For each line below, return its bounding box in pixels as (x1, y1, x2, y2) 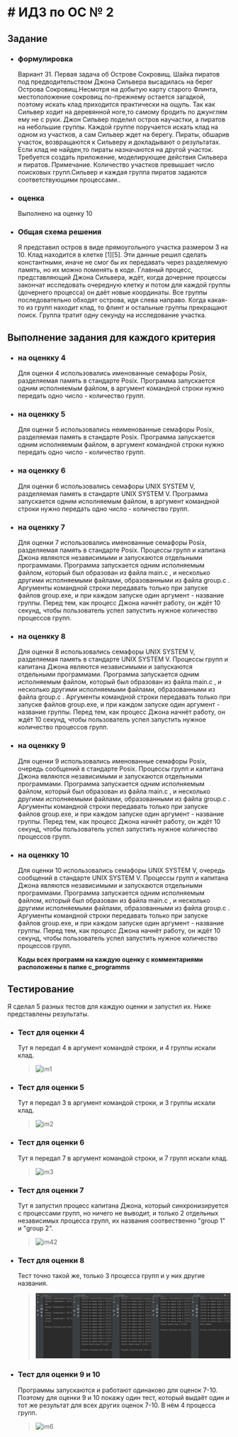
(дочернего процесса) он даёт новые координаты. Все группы (17, 288, 208, 297)
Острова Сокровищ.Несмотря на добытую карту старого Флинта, (17, 84, 218, 93)
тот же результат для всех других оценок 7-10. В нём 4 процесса (17, 1401, 216, 1409)
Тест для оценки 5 (17, 1082, 85, 1092)
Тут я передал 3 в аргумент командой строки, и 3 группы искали (17, 1099, 216, 1107)
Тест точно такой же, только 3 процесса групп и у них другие (17, 1272, 205, 1280)
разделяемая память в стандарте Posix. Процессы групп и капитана (17, 546, 226, 554)
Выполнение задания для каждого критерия (7, 331, 216, 343)
